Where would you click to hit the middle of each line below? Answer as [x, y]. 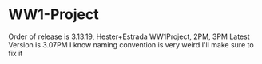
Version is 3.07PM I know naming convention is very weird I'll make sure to [131, 44]
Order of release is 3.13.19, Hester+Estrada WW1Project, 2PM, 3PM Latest [129, 36]
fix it [16, 53]
